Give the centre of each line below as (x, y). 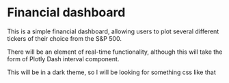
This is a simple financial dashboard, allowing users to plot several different (113, 31)
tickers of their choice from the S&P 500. (64, 38)
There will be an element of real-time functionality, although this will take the (115, 52)
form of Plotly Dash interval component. (63, 59)
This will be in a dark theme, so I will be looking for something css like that (112, 72)
